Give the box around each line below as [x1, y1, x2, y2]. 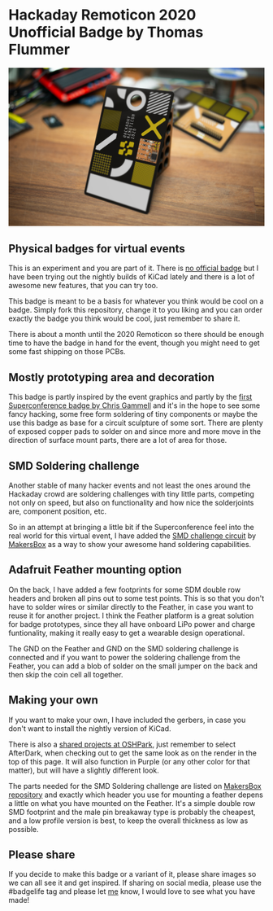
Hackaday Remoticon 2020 [8, 6, 197, 24]
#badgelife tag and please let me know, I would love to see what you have [8, 887, 256, 896]
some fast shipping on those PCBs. [8, 347, 126, 357]
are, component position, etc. [8, 506, 107, 516]
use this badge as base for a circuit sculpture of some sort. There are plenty [8, 418, 264, 428]
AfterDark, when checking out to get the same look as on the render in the [8, 747, 258, 758]
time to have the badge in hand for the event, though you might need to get [8, 338, 260, 348]
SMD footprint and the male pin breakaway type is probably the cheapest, [8, 807, 256, 817]
